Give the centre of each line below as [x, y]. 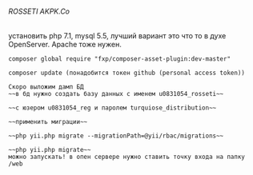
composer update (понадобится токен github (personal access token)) [127, 73]
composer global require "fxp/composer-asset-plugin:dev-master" [119, 59]
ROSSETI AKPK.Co [39, 11]
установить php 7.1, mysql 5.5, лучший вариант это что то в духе [117, 36]
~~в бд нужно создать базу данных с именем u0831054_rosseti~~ [116, 94]
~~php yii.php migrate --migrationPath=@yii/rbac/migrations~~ [116, 136]
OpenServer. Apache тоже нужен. [65, 45]
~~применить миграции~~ [48, 122]
